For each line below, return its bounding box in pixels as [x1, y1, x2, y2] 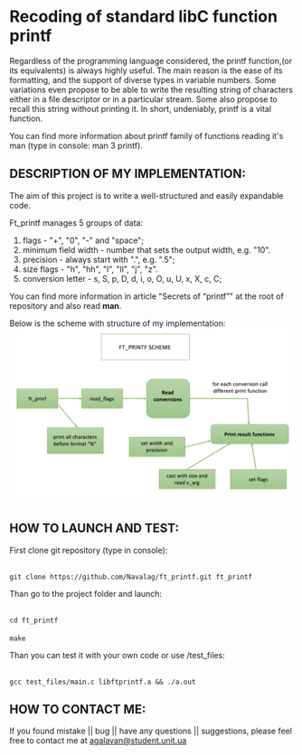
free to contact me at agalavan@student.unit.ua [9, 735, 187, 746]
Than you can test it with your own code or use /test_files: [9, 649, 226, 660]
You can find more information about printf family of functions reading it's [9, 130, 284, 141]
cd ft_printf [9, 616, 59, 625]
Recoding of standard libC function [9, 6, 278, 27]
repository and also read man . [9, 300, 122, 311]
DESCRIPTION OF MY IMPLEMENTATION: [9, 166, 247, 182]
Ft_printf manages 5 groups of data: [9, 217, 143, 228]
